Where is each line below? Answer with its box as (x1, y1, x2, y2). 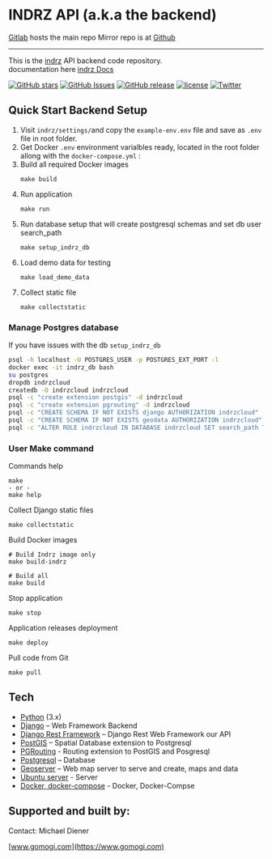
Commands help (8, 461, 63, 471)
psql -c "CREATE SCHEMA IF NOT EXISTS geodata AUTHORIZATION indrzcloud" (8, 416, 263, 424)
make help (8, 491, 42, 500)
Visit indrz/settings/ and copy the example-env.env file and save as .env (19, 125, 262, 134)
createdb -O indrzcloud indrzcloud (8, 386, 129, 394)
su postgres (8, 371, 49, 379)
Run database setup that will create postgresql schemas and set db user (19, 219, 261, 228)
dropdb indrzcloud (8, 378, 70, 386)
